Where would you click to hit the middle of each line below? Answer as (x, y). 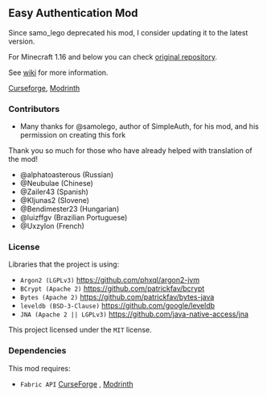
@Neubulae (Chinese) (57, 184)
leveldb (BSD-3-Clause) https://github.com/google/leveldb (117, 306)
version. (22, 41)
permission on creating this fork (73, 135)
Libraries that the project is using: (64, 264)
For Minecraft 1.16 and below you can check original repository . (113, 56)
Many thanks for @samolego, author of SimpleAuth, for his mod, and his (139, 126)
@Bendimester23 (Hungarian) (70, 209)
